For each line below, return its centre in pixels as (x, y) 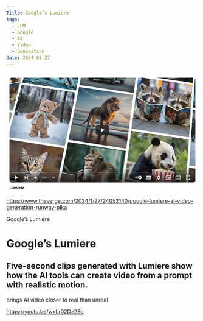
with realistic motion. (47, 285)
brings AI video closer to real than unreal (57, 300)
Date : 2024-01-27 (28, 58)
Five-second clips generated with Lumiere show (99, 266)
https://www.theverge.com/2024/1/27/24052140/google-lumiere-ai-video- (100, 200)
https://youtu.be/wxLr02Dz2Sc (45, 311)
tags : (13, 19)
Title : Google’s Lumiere (38, 13)
